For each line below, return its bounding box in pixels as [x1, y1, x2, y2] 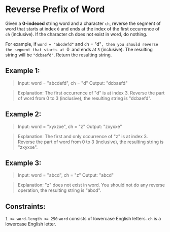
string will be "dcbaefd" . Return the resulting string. [5, 52, 112, 58]
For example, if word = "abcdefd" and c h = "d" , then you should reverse [5, 41, 158, 47]
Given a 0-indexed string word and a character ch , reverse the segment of [5, 20, 161, 26]
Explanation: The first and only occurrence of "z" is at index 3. [17, 133, 148, 139]
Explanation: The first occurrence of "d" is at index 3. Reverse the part [17, 90, 165, 96]
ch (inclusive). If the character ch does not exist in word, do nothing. [5, 31, 148, 37]
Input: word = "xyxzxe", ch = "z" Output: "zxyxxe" [17, 123, 122, 129]
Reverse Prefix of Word [5, 4, 105, 15]
